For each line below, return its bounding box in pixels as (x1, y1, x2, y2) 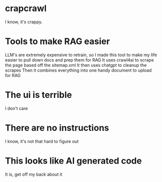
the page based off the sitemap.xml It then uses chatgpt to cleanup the (5, 62, 147, 68)
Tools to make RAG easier (5, 36, 110, 47)
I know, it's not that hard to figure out (5, 138, 79, 144)
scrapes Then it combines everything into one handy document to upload (5, 67, 152, 73)
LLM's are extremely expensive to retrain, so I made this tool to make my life (5, 52, 157, 58)
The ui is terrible (5, 90, 72, 101)
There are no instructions (5, 122, 109, 133)
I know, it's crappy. (5, 19, 43, 25)
